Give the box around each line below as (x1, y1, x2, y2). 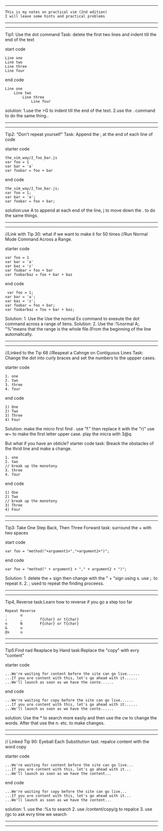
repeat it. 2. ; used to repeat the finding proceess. (5, 580, 104, 586)
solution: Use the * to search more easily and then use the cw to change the (5, 715, 157, 720)
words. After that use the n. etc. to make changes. (5, 720, 105, 726)
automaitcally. (5, 332, 33, 337)
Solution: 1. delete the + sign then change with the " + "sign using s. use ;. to (5, 575, 158, 581)
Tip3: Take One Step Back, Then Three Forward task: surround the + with (5, 525, 152, 531)
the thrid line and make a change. (5, 446, 72, 451)
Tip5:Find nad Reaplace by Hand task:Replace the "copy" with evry (5, 647, 140, 653)
